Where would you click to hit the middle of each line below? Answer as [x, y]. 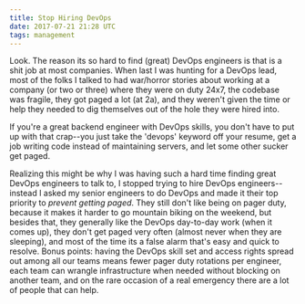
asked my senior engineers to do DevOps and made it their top [161, 194]
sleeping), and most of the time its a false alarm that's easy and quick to [145, 242]
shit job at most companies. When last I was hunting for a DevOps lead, [143, 70]
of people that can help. [54, 290]
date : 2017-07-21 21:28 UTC [63, 26]
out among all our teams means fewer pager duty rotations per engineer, [146, 261]
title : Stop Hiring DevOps [61, 18]
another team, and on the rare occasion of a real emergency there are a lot [149, 280]
